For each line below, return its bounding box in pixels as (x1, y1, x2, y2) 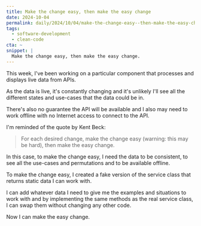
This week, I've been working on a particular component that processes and (6, 69, 194, 77)
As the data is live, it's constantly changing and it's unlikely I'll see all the (6, 87, 185, 94)
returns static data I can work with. (6, 177, 92, 184)
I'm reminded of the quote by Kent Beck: (6, 123, 106, 130)
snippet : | (6, 48, 33, 54)
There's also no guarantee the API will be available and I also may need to (6, 105, 188, 112)
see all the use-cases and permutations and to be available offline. (6, 159, 170, 166)
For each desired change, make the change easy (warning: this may (20, 135, 188, 142)
